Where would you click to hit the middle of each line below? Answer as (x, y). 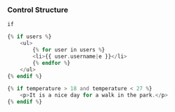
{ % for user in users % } (69, 50)
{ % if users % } (30, 37)
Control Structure (38, 10)
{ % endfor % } (52, 63)
